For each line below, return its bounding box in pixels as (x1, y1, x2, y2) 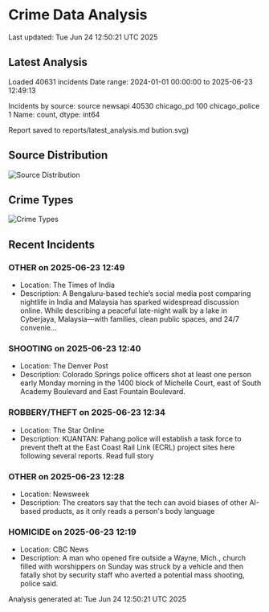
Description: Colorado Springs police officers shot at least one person (19, 370, 251, 380)
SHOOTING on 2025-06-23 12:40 (8, 343, 141, 354)
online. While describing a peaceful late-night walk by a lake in (19, 306, 227, 315)
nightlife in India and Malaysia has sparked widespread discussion (19, 298, 239, 307)
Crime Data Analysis (8, 6, 148, 24)
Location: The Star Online (19, 425, 105, 435)
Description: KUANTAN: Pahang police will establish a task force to (19, 433, 242, 443)
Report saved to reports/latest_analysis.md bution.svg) (8, 125, 190, 134)
